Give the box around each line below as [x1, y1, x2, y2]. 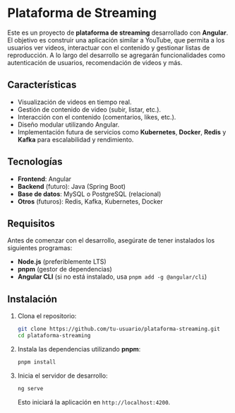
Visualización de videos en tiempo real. [17, 98, 132, 106]
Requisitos [7, 217, 55, 229]
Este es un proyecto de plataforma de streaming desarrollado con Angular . [7, 28, 229, 37]
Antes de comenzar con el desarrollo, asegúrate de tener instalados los [7, 236, 215, 245]
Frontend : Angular [17, 175, 72, 183]
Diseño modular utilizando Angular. [17, 120, 120, 129]
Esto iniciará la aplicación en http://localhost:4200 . [17, 397, 171, 406]
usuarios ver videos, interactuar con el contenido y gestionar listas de [7, 43, 210, 52]
